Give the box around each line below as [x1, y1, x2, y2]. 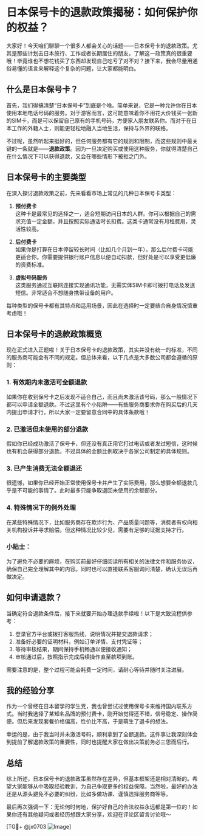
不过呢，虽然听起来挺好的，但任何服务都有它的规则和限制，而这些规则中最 [6, 137, 192, 145]
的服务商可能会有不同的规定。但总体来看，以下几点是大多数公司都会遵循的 [6, 354, 192, 361]
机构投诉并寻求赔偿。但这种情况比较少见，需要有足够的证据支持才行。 [11, 526, 187, 533]
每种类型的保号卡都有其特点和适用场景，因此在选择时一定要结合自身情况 [6, 302, 187, 309]
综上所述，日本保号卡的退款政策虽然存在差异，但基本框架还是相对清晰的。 [6, 775, 192, 782]
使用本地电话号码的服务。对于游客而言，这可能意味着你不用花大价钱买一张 [6, 109, 192, 116]
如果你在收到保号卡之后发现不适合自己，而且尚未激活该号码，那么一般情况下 [6, 393, 198, 400]
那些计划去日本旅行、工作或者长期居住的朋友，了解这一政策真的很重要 [16, 49, 192, 57]
